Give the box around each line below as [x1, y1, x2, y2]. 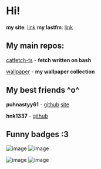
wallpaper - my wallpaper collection [6, 68, 95, 75]
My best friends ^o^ [6, 85, 80, 95]
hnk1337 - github [6, 112, 48, 119]
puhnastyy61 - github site [6, 100, 69, 108]
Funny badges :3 [6, 129, 69, 139]
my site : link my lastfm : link [6, 24, 73, 31]
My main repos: [6, 41, 65, 51]
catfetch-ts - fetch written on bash [6, 56, 92, 63]
